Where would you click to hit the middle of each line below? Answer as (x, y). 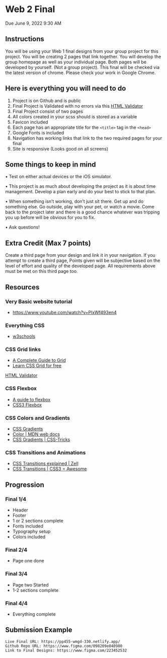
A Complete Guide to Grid (39, 360)
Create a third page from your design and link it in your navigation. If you (80, 255)
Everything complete (34, 614)
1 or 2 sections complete (38, 521)
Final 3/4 (16, 574)
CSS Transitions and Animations (46, 453)
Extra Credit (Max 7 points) (48, 243)
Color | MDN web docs (36, 434)
